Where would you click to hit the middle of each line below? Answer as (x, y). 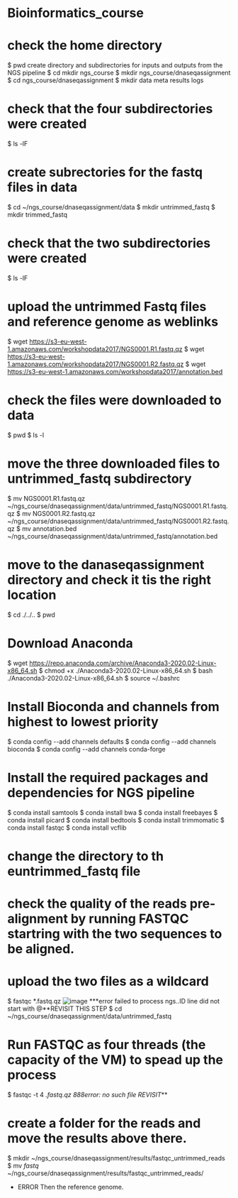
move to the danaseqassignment (106, 565)
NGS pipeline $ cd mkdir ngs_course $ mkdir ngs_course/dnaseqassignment (119, 73)
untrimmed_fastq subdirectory (100, 479)
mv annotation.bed (50, 528)
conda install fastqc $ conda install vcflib (67, 828)
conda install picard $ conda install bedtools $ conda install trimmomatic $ (116, 820)
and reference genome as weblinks (113, 322)
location (32, 595)
